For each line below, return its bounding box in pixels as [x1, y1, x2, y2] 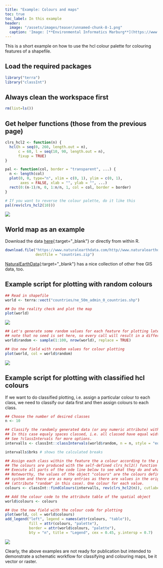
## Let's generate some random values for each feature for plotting [5, 329, 149, 334]
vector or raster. [5, 558, 37, 564]
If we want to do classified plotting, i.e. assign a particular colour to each [5, 394, 150, 400]
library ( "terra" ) [5, 75, 40, 80]
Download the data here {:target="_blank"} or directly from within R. [5, 238, 140, 244]
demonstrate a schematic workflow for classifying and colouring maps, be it [5, 553, 157, 559]
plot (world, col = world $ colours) [5, 512, 75, 517]
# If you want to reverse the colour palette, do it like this [5, 198, 136, 203]
